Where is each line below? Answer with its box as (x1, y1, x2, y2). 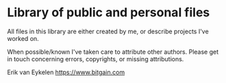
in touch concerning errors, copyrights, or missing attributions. (7, 54, 184, 63)
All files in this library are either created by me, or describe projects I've (7, 27, 209, 35)
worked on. (7, 34, 39, 42)
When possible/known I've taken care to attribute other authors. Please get (7, 48, 219, 56)
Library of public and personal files (7, 5, 210, 20)
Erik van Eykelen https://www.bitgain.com (7, 68, 125, 76)
